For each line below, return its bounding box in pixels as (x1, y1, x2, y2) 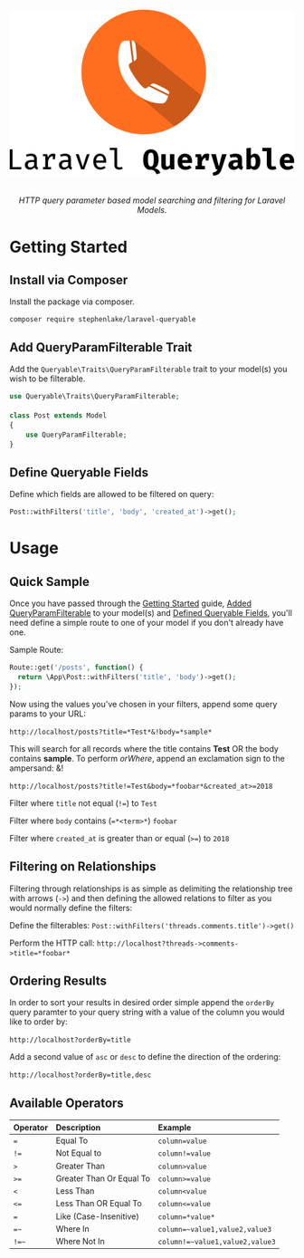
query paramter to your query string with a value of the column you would (9, 1007, 285, 1018)
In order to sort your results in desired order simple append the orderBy (9, 997, 274, 1008)
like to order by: (9, 1016, 68, 1027)
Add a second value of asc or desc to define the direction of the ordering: (9, 1052, 281, 1062)
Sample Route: (9, 645, 64, 656)
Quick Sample (9, 573, 90, 590)
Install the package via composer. (9, 296, 136, 307)
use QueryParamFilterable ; (25, 430, 128, 439)
